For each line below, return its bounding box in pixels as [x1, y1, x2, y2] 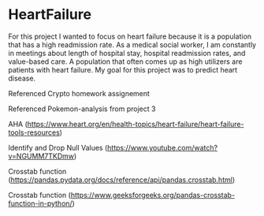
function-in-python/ [8, 199, 73, 208]
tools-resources [8, 128, 61, 137]
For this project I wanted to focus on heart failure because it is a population [8, 32, 252, 41]
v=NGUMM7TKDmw [8, 151, 75, 161]
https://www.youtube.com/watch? [107, 143, 218, 152]
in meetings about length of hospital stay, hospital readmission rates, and [8, 48, 246, 58]
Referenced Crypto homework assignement [8, 88, 150, 98]
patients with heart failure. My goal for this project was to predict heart [8, 65, 238, 74]
